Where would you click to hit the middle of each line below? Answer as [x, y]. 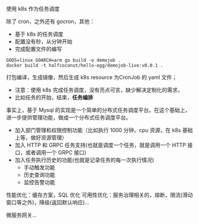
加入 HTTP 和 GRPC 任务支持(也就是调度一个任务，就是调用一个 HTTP [100, 145]
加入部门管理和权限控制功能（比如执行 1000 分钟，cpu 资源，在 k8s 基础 [104, 130]
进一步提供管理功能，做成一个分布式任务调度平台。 [69, 117]
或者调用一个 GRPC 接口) [56, 153]
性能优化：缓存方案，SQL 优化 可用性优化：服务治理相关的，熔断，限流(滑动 [99, 195]
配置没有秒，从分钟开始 [43, 41]
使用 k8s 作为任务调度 [33, 9]
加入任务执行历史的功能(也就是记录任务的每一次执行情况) [84, 160]
